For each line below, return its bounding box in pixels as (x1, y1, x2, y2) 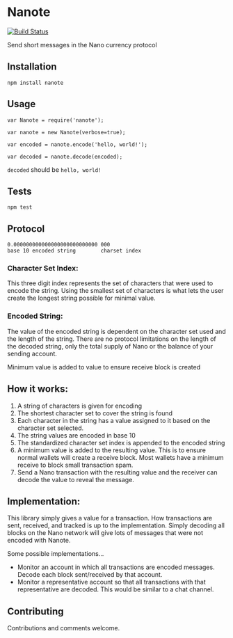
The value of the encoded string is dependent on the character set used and (7, 327, 226, 335)
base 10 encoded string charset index (7, 248, 141, 255)
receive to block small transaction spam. (17, 461, 134, 469)
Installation (7, 61, 57, 73)
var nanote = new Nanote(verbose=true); (7, 129, 127, 136)
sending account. (7, 349, 57, 358)
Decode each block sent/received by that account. (17, 571, 163, 579)
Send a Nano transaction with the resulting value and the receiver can (17, 468, 218, 477)
